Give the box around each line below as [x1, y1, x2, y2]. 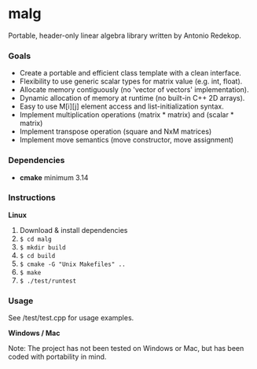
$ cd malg [19, 235, 53, 243]
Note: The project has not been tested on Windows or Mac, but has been [8, 344, 244, 353]
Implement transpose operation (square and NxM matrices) [19, 127, 212, 136]
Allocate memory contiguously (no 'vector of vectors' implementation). [19, 85, 249, 94]
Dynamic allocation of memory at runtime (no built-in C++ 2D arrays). [19, 94, 245, 103]
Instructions [8, 192, 57, 203]
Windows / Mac [8, 328, 61, 338]
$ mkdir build [19, 243, 66, 252]
